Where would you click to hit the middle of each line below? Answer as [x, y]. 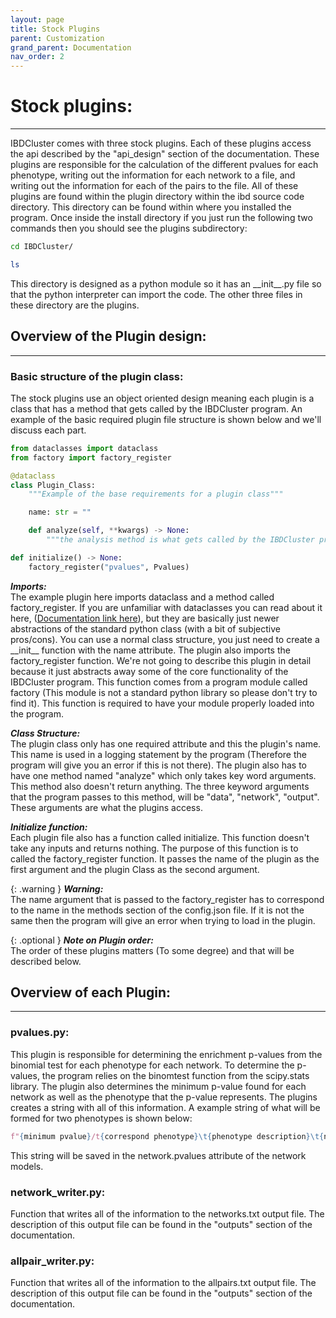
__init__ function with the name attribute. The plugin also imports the [150, 650]
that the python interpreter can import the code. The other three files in [156, 294]
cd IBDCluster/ [42, 247]
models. [27, 1166]
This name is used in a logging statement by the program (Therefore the [158, 754]
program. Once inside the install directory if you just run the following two [161, 218]
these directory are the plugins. [75, 305]
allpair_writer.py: [52, 1261]
